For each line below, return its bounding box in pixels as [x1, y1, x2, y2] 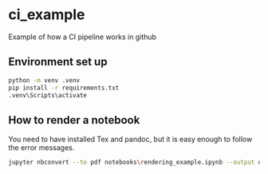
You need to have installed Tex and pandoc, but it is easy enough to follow [8, 134, 253, 144]
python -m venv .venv [8, 76, 81, 85]
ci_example [8, 6, 85, 24]
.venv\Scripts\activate [8, 91, 88, 99]
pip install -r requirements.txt [8, 84, 120, 92]
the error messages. [8, 143, 75, 152]
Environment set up [8, 55, 108, 69]
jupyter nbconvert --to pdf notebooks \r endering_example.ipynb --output [8, 158, 255, 167]
